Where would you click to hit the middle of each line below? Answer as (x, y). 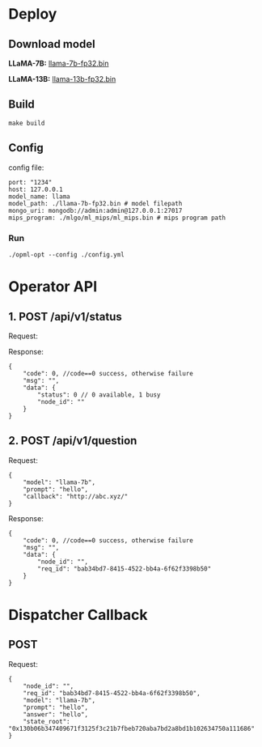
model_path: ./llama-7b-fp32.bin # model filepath (95, 203)
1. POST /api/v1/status (65, 316)
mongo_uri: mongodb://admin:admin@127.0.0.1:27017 (95, 210)
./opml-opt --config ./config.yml (67, 255)
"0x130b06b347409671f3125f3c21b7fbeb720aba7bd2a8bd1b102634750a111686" (131, 728)
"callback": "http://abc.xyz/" (76, 496)
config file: (26, 168)
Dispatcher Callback (78, 615)
